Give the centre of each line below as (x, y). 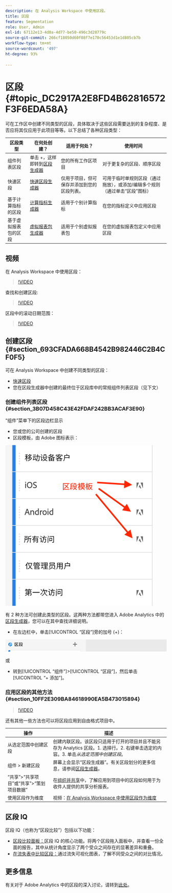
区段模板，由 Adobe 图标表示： (46, 438)
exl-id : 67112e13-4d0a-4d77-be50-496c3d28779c (56, 33)
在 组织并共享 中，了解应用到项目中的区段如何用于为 (107, 780)
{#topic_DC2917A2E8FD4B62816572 (85, 98)
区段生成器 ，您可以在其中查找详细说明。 (48, 621)
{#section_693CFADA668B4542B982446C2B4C (85, 349)
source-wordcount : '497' (32, 49)
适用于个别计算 (77, 202)
